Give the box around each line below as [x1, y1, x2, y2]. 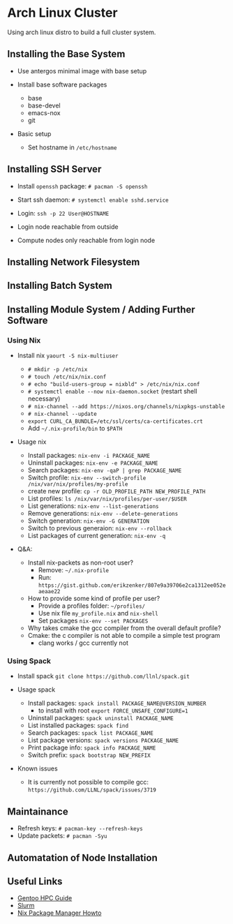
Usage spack [17, 685, 56, 694]
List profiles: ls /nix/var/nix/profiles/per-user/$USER [27, 494, 187, 503]
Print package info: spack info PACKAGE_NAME [27, 743, 156, 752]
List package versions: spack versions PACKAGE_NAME [27, 736, 179, 745]
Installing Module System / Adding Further [7, 304, 195, 315]
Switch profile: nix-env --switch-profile [27, 473, 146, 482]
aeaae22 [38, 588, 61, 595]
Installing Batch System [7, 280, 113, 292]
